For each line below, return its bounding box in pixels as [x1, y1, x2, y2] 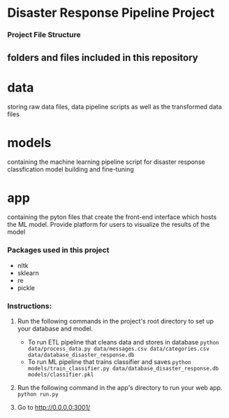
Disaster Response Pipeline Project [7, 5, 215, 21]
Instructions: [7, 301, 52, 311]
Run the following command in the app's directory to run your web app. [17, 383, 223, 391]
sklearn [17, 268, 40, 277]
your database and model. [17, 324, 93, 333]
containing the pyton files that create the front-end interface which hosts [7, 213, 217, 221]
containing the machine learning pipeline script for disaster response [7, 158, 205, 166]
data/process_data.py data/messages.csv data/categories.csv [27, 345, 209, 352]
